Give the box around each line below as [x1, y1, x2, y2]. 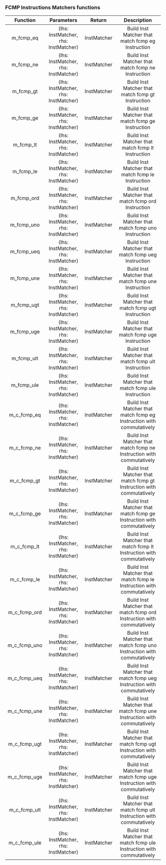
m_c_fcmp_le [9, 576, 41, 583]
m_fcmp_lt [13, 141, 37, 148]
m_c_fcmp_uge [7, 774, 43, 781]
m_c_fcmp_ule [8, 839, 42, 846]
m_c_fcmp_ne [9, 444, 41, 451]
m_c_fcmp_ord [8, 609, 42, 616]
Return [90, 17, 107, 24]
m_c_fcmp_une [7, 708, 42, 714]
